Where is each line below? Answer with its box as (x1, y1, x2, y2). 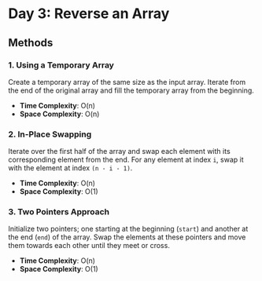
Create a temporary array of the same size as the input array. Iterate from (8, 77, 246, 86)
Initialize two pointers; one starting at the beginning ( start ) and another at (8, 224, 249, 234)
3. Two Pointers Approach (8, 206, 110, 217)
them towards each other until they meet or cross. (8, 241, 171, 250)
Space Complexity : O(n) (19, 109, 100, 119)
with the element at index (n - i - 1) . (8, 163, 133, 173)
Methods (8, 36, 54, 49)
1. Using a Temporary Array (8, 60, 114, 71)
